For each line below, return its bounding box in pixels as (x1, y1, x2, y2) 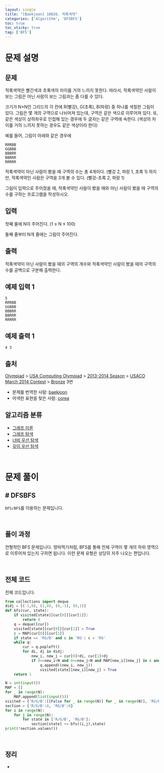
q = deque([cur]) (14, 622, 49, 627)
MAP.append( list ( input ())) (14, 694, 69, 699)
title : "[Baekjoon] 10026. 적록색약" (5, 12, 78, 17)
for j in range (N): (14, 712, 54, 717)
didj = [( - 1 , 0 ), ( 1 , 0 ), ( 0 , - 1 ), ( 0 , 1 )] (5, 604, 86, 609)
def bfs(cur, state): (5, 608, 49, 613)
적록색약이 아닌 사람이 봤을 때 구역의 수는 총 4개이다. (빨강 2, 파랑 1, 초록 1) (5, 169, 148, 174)
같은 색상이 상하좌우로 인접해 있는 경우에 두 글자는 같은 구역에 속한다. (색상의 (5, 116, 151, 122)
